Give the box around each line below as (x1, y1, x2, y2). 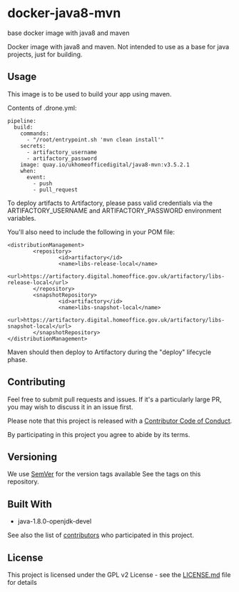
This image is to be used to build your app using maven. (7, 89, 172, 98)
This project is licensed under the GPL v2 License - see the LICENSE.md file (7, 571, 231, 579)
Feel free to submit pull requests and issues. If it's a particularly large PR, (7, 395, 223, 403)
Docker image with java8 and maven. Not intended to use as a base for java (7, 42, 230, 51)
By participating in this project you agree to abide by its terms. (7, 430, 190, 438)
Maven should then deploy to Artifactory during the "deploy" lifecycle (7, 348, 212, 356)
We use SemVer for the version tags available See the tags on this (7, 470, 201, 478)
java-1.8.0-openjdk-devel (17, 517, 92, 526)
